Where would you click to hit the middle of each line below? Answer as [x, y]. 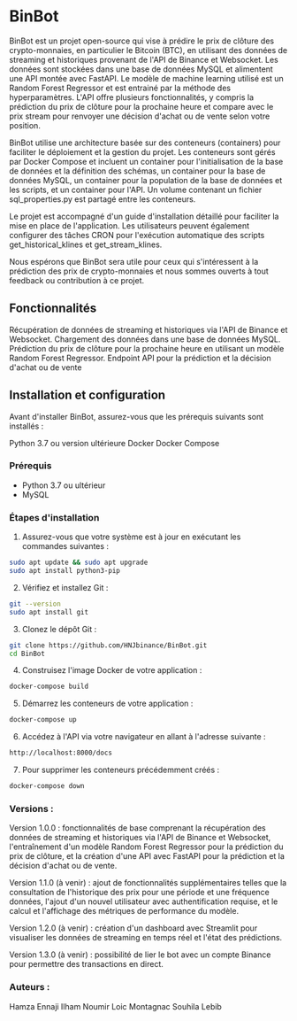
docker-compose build [49, 687]
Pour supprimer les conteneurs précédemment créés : [121, 770]
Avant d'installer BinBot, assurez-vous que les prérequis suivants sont [137, 416]
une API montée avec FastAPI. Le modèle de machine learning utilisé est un [147, 78]
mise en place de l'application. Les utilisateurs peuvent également [129, 225]
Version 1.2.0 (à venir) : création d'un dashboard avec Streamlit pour [133, 928]
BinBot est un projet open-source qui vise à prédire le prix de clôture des [142, 41]
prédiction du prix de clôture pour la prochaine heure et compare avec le [141, 106]
